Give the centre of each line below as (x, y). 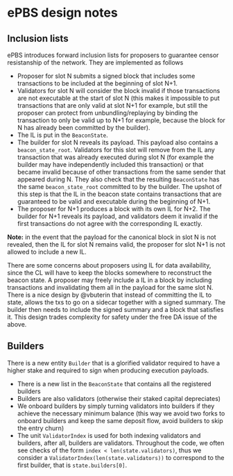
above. (17, 324)
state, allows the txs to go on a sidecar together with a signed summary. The (116, 302)
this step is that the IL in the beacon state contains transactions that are (119, 194)
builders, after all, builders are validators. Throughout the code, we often (121, 443)
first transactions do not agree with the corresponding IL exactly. (110, 223)
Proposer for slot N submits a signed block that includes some (106, 76)
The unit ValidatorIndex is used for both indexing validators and (109, 435)
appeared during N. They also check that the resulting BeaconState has (118, 179)
